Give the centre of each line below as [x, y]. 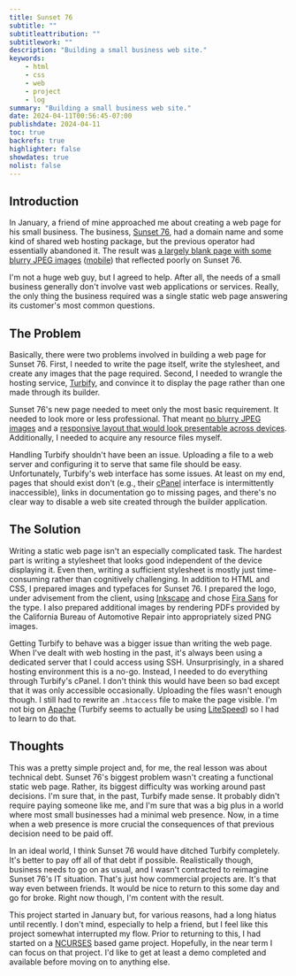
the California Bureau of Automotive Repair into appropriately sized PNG [140, 617]
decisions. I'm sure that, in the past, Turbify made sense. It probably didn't [144, 795]
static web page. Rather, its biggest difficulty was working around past [137, 786]
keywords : [27, 58]
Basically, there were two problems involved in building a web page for [138, 354]
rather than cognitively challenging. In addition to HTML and [161, 579]
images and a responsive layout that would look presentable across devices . [148, 428]
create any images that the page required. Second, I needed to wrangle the [146, 373]
